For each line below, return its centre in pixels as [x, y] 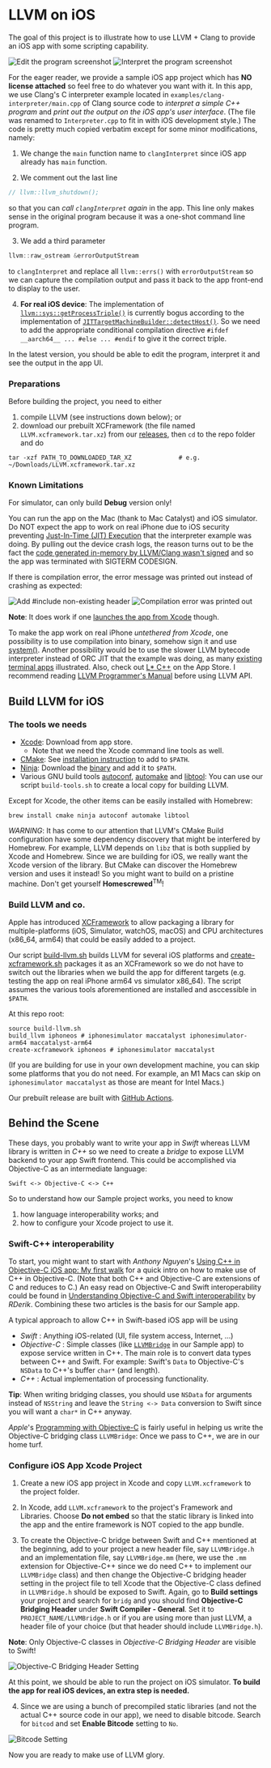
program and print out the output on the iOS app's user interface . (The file [132, 112]
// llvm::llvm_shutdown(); [54, 192]
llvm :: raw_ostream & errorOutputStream [74, 256]
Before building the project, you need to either [85, 401]
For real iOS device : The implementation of [92, 304]
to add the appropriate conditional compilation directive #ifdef [124, 330]
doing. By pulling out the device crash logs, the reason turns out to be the [131, 544]
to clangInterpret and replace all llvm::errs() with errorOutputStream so [131, 271]
